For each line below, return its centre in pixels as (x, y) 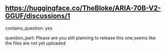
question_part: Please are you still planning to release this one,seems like (80, 37)
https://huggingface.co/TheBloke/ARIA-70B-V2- (83, 8)
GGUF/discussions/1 (38, 16)
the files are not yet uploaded (35, 43)
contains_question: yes (29, 28)
